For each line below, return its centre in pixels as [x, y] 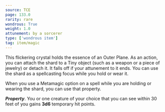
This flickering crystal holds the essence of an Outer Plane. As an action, [81, 57]
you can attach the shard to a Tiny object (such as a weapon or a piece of [83, 63]
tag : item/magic [22, 43]
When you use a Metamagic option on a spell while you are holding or [78, 83]
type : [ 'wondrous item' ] [32, 39]
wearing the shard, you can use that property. [53, 89]
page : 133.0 [18, 15]
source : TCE [18, 10]
